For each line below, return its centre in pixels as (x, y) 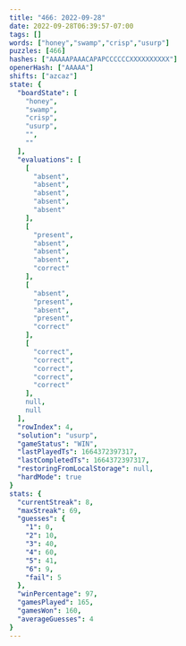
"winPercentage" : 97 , (58, 594)
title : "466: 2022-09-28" (57, 18)
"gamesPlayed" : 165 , (55, 603)
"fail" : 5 (44, 577)
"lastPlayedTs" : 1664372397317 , (78, 452)
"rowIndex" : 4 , (46, 427)
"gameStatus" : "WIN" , (58, 444)
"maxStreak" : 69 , (50, 510)
